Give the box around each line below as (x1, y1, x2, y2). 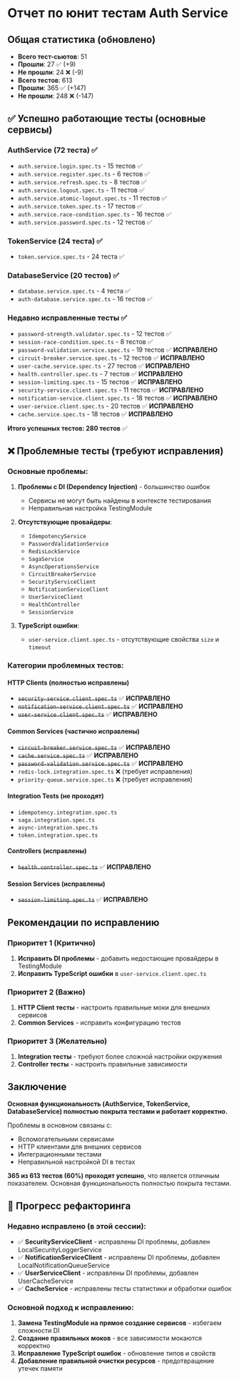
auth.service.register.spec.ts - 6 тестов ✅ (17, 169, 151, 178)
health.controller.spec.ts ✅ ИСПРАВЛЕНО (17, 862, 151, 871)
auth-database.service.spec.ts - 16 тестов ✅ (17, 295, 153, 303)
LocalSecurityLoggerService (17, 1245, 102, 1254)
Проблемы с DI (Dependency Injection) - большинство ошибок (17, 483, 210, 491)
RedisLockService (28, 548, 81, 555)
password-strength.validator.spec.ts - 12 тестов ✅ (17, 329, 172, 338)
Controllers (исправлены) (7, 847, 87, 855)
